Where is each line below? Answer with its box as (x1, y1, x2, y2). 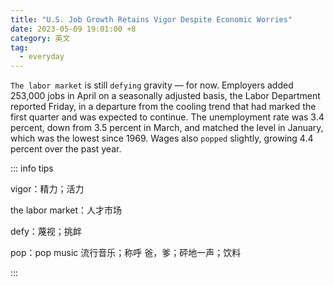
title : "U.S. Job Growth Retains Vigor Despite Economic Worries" (10, 14, 293, 25)
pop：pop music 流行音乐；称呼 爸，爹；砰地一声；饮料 (10, 247, 242, 259)
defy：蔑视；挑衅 (10, 226, 82, 238)
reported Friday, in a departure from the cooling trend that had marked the (10, 101, 317, 113)
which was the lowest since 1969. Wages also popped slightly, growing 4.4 (10, 132, 314, 145)
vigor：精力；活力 (10, 183, 85, 195)
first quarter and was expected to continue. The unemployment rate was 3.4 (10, 111, 325, 123)
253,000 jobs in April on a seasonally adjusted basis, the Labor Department (10, 90, 321, 102)
